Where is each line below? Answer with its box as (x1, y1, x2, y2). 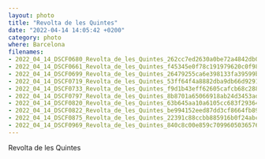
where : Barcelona (8, 41, 65, 49)
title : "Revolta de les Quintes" (8, 19, 118, 27)
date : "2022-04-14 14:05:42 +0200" (8, 26, 125, 34)
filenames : (8, 48, 44, 56)
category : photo (8, 33, 62, 42)
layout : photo (8, 11, 55, 20)
